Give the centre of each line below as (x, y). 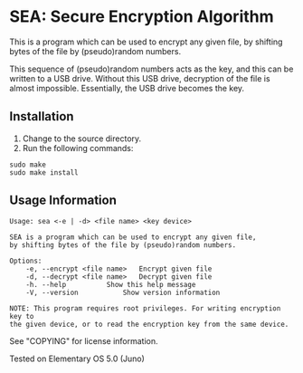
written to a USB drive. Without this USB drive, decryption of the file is (140, 78)
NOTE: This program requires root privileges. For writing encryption (145, 308)
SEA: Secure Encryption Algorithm (142, 17)
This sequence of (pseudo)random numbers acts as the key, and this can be (151, 69)
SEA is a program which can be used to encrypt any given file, (133, 237)
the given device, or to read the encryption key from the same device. (149, 324)
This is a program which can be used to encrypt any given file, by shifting (146, 42)
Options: (26, 261)
